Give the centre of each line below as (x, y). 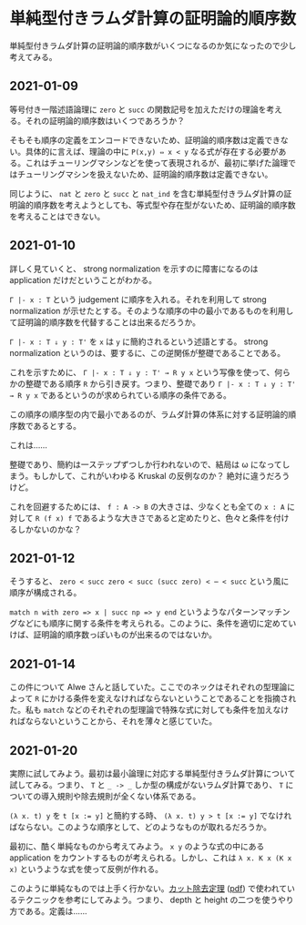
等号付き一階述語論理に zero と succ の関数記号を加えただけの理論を (138, 109)
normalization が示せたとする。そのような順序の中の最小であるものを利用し (152, 310)
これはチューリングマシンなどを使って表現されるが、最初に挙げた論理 (157, 163)
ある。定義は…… (56, 911)
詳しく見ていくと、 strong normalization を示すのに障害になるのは (134, 269)
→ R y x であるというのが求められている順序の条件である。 (121, 395)
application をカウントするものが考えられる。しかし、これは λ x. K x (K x (151, 858)
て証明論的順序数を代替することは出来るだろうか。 (105, 322)
